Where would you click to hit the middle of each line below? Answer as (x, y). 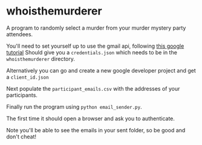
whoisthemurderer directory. (41, 59)
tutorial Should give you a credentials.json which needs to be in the (92, 52)
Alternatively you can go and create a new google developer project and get (101, 70)
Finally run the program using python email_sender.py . (74, 106)
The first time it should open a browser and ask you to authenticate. (91, 118)
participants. (22, 95)
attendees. (20, 34)
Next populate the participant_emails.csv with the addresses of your (93, 88)
